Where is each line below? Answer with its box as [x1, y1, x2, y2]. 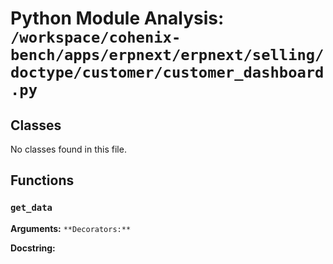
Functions [10, 172, 75, 189]
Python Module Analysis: [10, 7, 225, 30]
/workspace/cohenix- [10, 28, 182, 47]
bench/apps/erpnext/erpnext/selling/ [10, 46, 325, 65]
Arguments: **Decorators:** [10, 222, 132, 234]
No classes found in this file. [10, 143, 127, 155]
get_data [10, 202, 53, 214]
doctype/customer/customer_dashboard [10, 63, 325, 82]
